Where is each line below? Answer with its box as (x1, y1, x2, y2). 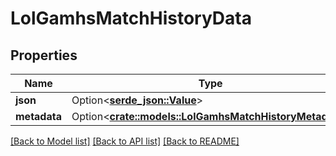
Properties (10, 47, 78, 64)
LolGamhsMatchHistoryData (10, 7, 252, 30)
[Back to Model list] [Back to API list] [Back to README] (10, 135, 240, 147)
